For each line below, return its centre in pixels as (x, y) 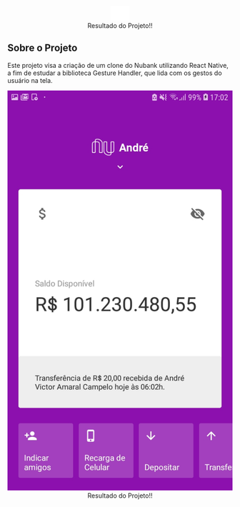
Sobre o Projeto (42, 48)
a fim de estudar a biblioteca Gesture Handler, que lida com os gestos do (115, 73)
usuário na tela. (30, 80)
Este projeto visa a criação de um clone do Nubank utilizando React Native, (118, 65)
